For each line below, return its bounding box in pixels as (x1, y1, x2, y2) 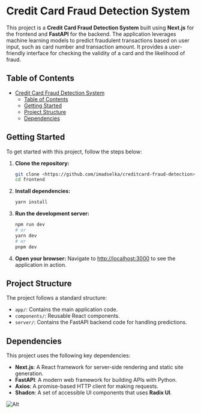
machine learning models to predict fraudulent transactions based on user (6, 37, 190, 44)
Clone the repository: (14, 159, 70, 167)
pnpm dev (14, 244, 37, 250)
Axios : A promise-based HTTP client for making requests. (14, 382, 159, 390)
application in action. (14, 261, 67, 268)
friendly (6, 49, 26, 56)
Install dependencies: (14, 188, 71, 195)
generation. (14, 370, 44, 377)
